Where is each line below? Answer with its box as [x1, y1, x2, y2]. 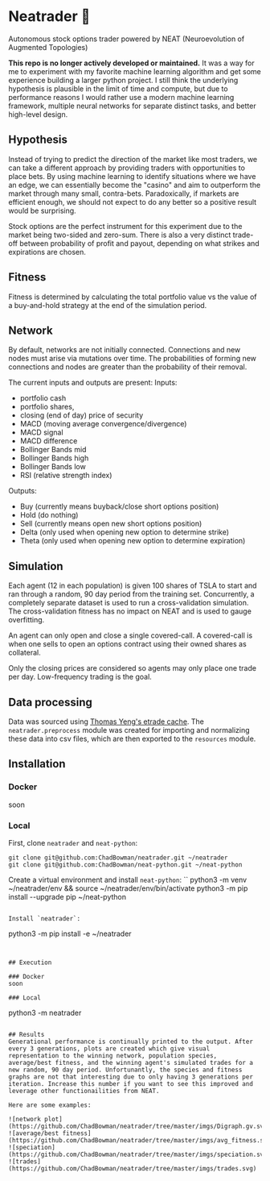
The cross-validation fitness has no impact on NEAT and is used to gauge [8, 606, 252, 616]
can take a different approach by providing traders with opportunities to [8, 163, 245, 173]
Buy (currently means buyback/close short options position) [19, 501, 219, 511]
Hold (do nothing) [19, 510, 79, 520]
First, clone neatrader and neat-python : [8, 838, 138, 847]
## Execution [8, 959, 52, 967]
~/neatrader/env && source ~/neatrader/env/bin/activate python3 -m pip [8, 883, 248, 893]
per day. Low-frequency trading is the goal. [8, 672, 153, 682]
